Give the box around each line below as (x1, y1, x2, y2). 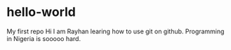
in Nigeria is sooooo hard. (6, 34, 81, 42)
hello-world (6, 4, 77, 20)
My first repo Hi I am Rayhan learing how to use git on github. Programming (6, 27, 225, 35)
